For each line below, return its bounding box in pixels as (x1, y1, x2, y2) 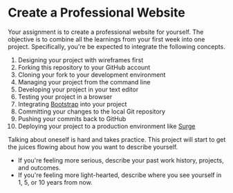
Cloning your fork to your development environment (17, 71, 166, 79)
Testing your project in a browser (17, 92, 113, 101)
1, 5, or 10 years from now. (17, 178, 93, 186)
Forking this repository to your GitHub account (17, 63, 151, 71)
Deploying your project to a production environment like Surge (17, 122, 196, 130)
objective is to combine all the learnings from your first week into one (8, 35, 205, 43)
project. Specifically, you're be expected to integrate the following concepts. (8, 42, 225, 50)
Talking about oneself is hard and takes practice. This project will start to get (8, 135, 226, 143)
